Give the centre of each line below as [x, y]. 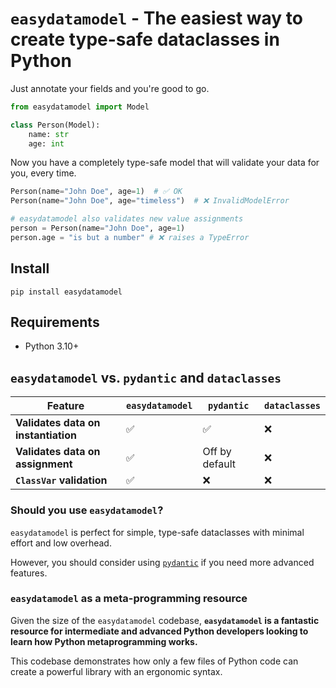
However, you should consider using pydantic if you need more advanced [162, 562]
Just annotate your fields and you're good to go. [110, 88]
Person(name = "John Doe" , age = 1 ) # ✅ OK [96, 192]
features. [29, 573]
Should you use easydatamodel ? [87, 510]
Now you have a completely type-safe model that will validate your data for [165, 163]
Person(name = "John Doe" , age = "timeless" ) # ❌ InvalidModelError [150, 201]
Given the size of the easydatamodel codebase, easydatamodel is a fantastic [165, 620]
